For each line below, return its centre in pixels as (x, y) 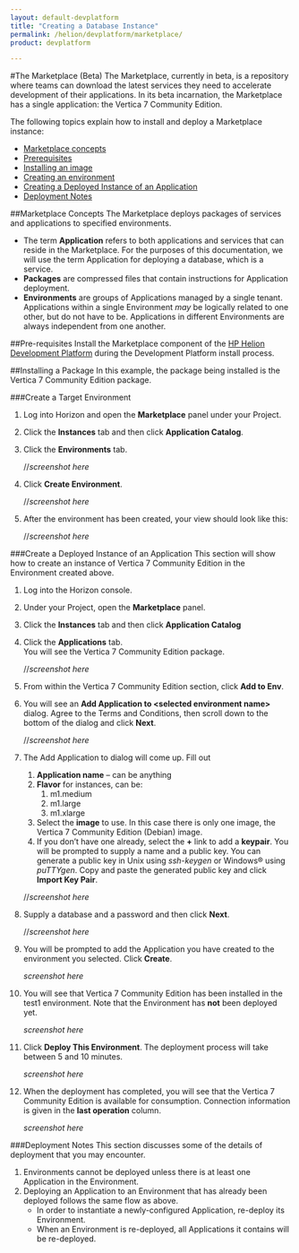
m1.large (65, 804)
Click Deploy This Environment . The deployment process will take (146, 1047)
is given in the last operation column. (92, 1110)
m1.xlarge (68, 813)
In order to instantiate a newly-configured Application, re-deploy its (161, 1210)
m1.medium (71, 794)
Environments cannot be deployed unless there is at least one (137, 1172)
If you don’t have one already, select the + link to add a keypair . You (162, 842)
